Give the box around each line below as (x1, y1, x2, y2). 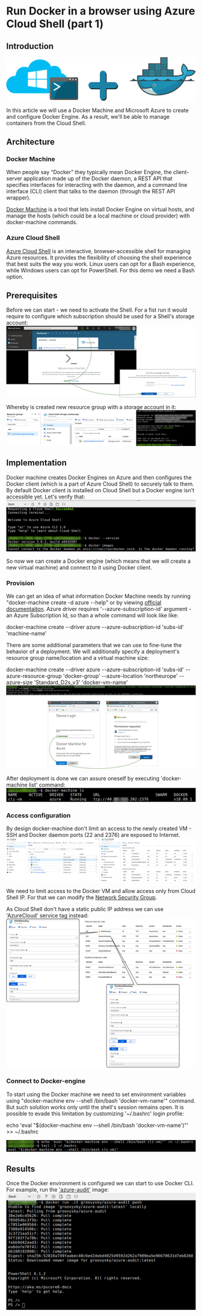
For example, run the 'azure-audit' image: (6, 1186, 109, 1194)
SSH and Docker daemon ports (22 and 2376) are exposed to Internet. (6, 832, 180, 839)
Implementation (6, 458, 67, 468)
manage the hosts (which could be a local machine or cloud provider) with (6, 212, 191, 219)
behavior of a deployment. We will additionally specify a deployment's (6, 648, 180, 655)
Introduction (6, 41, 54, 51)
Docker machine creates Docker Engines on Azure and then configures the (6, 474, 192, 481)
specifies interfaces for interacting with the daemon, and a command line (6, 181, 188, 189)
